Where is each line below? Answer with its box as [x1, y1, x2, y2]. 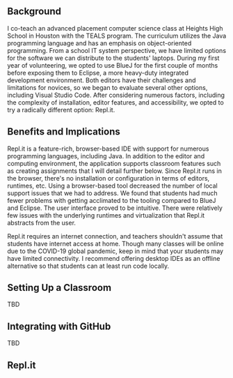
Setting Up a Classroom [7, 282, 112, 294]
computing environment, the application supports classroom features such [7, 159, 221, 167]
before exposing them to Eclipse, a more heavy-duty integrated [7, 68, 189, 77]
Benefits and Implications [7, 126, 120, 138]
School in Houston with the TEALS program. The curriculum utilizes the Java [7, 31, 227, 40]
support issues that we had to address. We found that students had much [7, 188, 218, 197]
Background [7, 6, 61, 17]
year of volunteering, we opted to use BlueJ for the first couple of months [7, 61, 218, 69]
